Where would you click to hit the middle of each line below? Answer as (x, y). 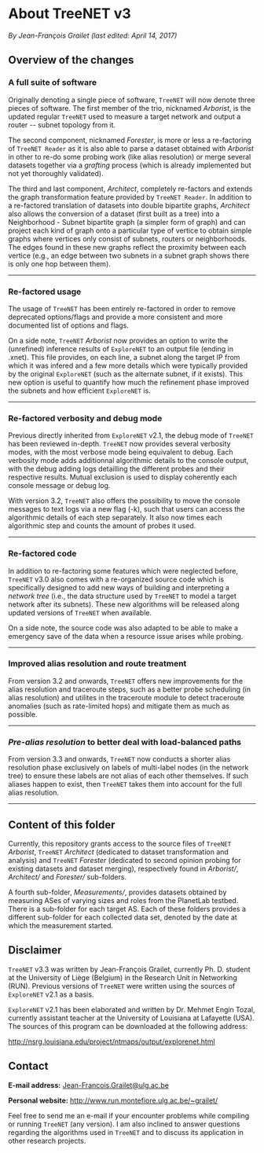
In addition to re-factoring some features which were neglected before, (123, 571)
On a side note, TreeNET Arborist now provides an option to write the (118, 340)
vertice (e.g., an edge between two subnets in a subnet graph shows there (129, 255)
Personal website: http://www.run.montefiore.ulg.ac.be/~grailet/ (113, 1100)
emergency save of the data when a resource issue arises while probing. (126, 636)
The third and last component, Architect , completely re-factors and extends (130, 189)
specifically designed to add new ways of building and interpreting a (119, 587)
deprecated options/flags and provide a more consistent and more (115, 317)
